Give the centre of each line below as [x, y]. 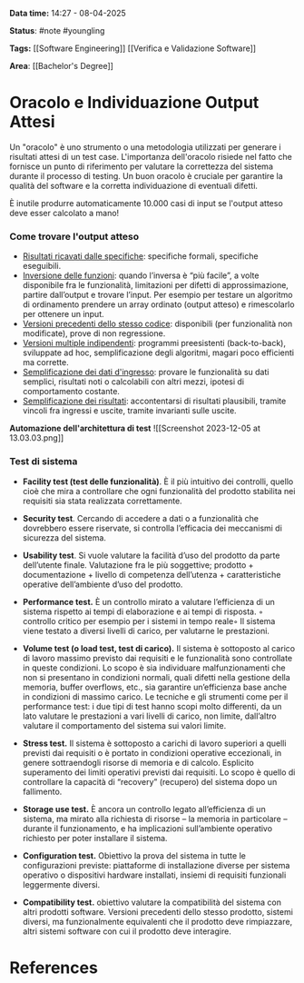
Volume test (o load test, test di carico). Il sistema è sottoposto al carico [159, 648]
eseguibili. [42, 266]
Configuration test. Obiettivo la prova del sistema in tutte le [134, 855]
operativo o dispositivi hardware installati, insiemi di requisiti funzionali [154, 875]
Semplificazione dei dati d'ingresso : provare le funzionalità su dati [146, 372]
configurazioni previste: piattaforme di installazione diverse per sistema [156, 865]
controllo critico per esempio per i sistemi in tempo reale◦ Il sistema [149, 621]
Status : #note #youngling [57, 30]
